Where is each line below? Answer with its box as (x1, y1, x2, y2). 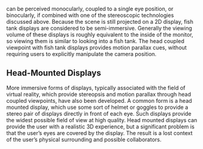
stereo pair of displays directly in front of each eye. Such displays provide (6, 109, 192, 117)
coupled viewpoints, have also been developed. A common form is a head (6, 97, 192, 104)
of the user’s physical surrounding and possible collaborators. (6, 136, 162, 143)
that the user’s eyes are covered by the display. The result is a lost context (6, 129, 193, 136)
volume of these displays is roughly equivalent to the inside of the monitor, (6, 31, 194, 38)
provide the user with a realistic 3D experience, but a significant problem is (6, 123, 195, 130)
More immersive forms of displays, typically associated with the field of (6, 84, 186, 91)
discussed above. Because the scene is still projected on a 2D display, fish (6, 18, 194, 25)
